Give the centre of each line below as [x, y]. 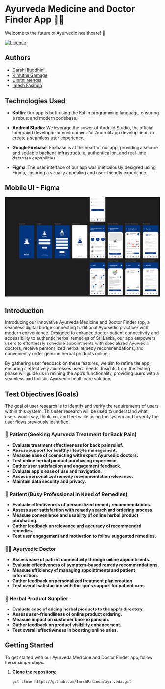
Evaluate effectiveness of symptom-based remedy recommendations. [85, 565]
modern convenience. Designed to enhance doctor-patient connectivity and [82, 333]
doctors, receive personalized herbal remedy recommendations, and [74, 348]
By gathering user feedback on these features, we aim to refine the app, [78, 363]
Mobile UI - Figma [33, 188]
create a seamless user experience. [48, 138]
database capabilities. [34, 158]
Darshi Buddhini [28, 70]
